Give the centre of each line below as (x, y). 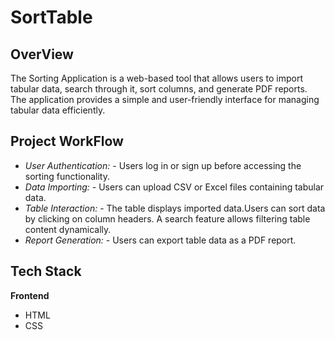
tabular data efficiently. (58, 110)
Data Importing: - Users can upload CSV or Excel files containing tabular (174, 187)
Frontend (30, 295)
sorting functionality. (67, 176)
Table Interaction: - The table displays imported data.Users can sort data (175, 208)
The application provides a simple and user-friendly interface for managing (165, 99)
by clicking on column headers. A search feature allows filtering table (167, 218)
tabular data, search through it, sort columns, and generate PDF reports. (159, 89)
